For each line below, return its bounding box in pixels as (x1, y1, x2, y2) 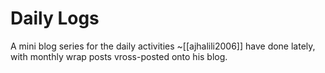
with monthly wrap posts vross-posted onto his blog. (10, 50, 228, 62)
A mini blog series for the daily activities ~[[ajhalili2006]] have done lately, (10, 40, 316, 52)
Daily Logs (10, 7, 100, 30)
